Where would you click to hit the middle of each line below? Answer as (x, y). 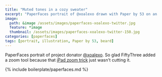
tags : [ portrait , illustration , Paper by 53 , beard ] (59, 41)
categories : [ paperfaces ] (31, 37)
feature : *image (26, 28)
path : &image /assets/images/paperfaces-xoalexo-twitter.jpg (73, 23)
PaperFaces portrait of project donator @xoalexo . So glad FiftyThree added (80, 55)
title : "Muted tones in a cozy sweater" (47, 9)
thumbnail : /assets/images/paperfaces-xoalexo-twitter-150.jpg (74, 32)
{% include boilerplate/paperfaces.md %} (47, 69)
